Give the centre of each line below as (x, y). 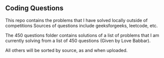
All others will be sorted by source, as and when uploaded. (67, 50)
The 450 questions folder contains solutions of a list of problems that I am (82, 35)
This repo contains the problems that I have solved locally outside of (76, 20)
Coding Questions (34, 8)
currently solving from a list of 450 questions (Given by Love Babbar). (78, 40)
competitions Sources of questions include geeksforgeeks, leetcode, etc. (81, 25)
